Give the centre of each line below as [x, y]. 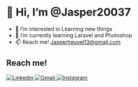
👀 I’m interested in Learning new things [64, 29]
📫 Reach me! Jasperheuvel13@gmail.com [68, 42]
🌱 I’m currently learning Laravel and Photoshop [74, 35]
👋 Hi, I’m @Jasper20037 [69, 12]
